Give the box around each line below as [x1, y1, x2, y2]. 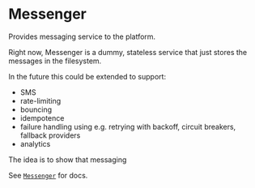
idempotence [19, 113, 65, 122]
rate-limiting [19, 96, 62, 105]
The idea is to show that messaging [8, 155, 127, 164]
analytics [19, 139, 51, 148]
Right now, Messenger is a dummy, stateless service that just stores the [8, 47, 248, 57]
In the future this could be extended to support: [8, 71, 167, 81]
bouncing [19, 105, 53, 114]
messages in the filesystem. [8, 56, 102, 66]
